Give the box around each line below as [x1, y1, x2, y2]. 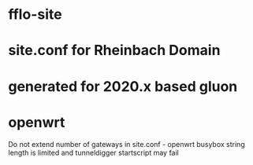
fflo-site [8, 5, 62, 24]
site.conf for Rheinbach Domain [8, 42, 221, 60]
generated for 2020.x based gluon [8, 77, 238, 95]
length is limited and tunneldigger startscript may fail [8, 148, 180, 157]
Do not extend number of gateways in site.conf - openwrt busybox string [8, 139, 246, 148]
